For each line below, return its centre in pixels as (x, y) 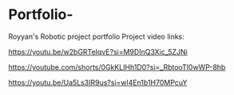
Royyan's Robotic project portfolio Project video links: (97, 36)
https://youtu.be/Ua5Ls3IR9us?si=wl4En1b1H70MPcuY (98, 82)
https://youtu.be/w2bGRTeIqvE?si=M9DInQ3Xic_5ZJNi (98, 51)
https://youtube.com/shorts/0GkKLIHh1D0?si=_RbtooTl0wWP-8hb (117, 67)
